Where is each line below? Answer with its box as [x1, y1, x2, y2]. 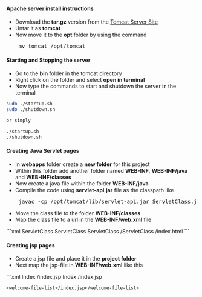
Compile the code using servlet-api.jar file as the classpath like [15, 186, 174, 193]
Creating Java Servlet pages [6, 147, 80, 155]
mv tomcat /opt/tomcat [18, 43, 86, 50]
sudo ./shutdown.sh [6, 107, 56, 113]
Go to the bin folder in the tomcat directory [15, 70, 122, 77]
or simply [6, 118, 31, 124]
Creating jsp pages [6, 241, 56, 249]
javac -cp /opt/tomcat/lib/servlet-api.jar [18, 198, 149, 205]
